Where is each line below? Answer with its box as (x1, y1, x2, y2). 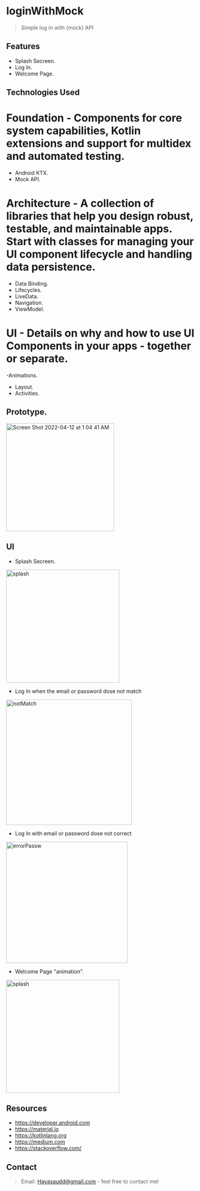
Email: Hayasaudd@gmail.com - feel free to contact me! (20, 1178, 159, 1185)
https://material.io (14, 1126, 59, 1133)
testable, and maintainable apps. (6, 222, 172, 236)
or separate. (6, 352, 69, 366)
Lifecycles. (14, 286, 42, 294)
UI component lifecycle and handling (6, 247, 193, 261)
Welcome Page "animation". (14, 968, 84, 975)
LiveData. (14, 293, 39, 300)
